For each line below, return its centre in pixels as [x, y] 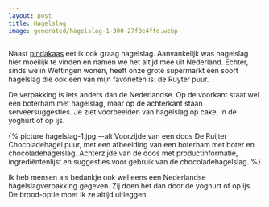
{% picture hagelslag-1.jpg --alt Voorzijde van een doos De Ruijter [118, 136]
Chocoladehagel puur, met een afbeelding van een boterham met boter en [132, 145]
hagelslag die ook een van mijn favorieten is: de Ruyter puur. [109, 79]
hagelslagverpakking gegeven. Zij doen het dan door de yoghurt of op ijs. [130, 186]
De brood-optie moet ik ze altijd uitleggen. [79, 195]
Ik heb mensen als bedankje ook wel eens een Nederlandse [108, 177]
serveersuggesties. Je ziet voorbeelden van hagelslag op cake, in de [123, 112]
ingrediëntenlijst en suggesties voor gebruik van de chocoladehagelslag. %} [135, 162]
